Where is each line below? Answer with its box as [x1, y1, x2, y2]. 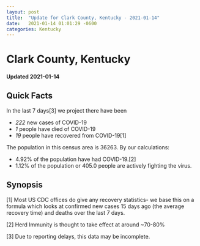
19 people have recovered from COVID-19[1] [15, 132, 127, 139]
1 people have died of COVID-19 [15, 125, 96, 132]
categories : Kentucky [6, 26, 62, 32]
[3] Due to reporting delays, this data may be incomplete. [6, 233, 150, 240]
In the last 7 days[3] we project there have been [6, 106, 127, 114]
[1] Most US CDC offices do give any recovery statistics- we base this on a [6, 196, 194, 203]
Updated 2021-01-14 [6, 73, 60, 80]
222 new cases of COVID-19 [15, 119, 87, 126]
